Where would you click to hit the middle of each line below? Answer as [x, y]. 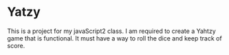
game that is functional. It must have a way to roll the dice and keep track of [115, 38]
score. [16, 45]
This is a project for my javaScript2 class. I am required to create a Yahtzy [112, 31]
